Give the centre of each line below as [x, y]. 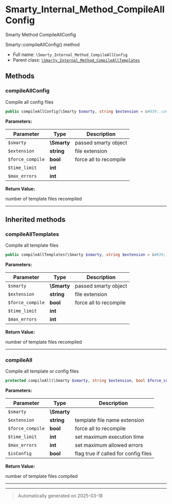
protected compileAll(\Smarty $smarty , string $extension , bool [75, 381]
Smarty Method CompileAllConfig [41, 34]
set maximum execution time [110, 437]
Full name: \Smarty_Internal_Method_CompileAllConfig [70, 54]
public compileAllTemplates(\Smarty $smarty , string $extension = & [80, 255]
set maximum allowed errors [109, 445]
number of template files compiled [41, 476]
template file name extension [110, 420]
